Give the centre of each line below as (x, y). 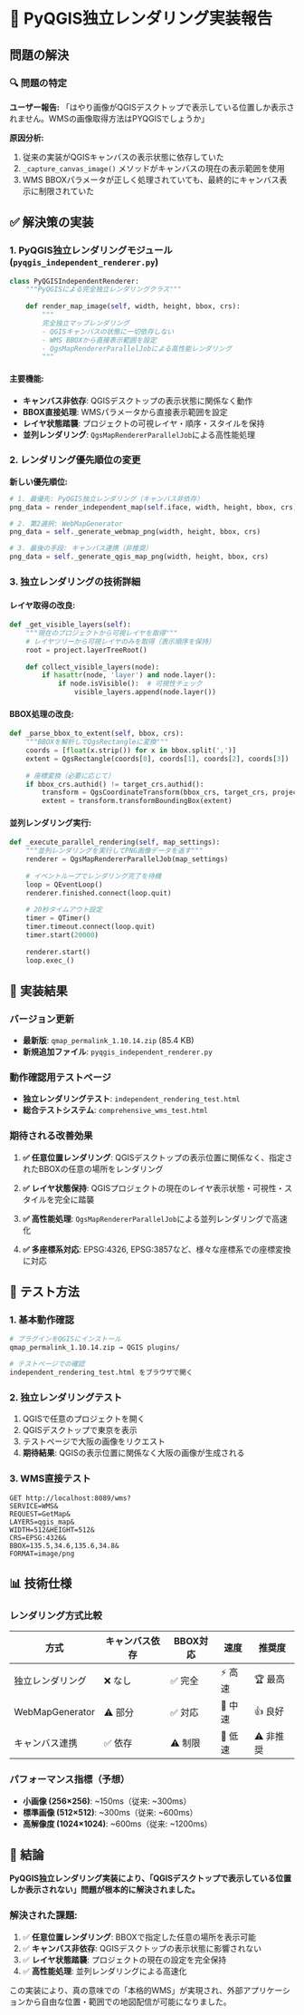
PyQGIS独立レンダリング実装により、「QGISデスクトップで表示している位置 (151, 1878)
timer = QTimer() (58, 918)
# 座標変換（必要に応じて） (70, 776)
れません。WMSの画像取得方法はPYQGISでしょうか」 (109, 118)
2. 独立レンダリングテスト (66, 1397)
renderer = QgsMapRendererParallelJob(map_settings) (127, 859)
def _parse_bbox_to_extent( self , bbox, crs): (96, 734)
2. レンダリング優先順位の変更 (75, 460)
